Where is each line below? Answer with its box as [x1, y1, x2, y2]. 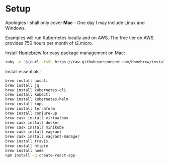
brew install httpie [5, 143, 49, 148]
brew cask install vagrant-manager [5, 134, 80, 139]
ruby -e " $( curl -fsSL [5, 59, 53, 64]
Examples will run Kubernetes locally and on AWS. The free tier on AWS [5, 35, 154, 41]
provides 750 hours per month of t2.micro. [5, 40, 93, 46]
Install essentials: [5, 68, 41, 74]
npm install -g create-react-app [5, 152, 75, 158]
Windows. [5, 25, 26, 31]
